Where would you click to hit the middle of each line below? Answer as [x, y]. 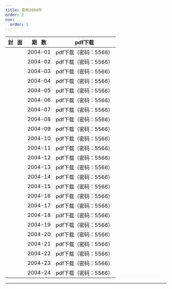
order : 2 [15, 15]
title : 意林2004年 [24, 10]
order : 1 [19, 24]
